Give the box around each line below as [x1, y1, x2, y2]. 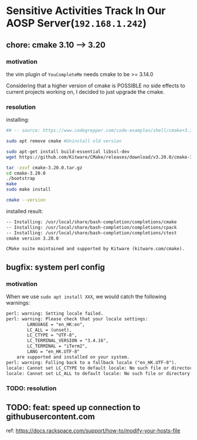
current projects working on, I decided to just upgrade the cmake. [6, 88, 165, 95]
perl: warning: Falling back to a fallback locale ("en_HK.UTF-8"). [6, 359, 177, 366]
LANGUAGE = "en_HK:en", [27, 321, 85, 328]
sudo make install [6, 186, 51, 193]
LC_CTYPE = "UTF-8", [27, 332, 77, 338]
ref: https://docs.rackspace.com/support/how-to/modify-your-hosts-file [6, 427, 181, 434]
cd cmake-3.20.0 [6, 170, 46, 176]
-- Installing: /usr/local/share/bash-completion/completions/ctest [6, 230, 177, 236]
